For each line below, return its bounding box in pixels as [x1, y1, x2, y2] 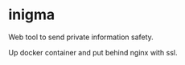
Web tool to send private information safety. [8, 32, 154, 42]
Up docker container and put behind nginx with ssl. [8, 47, 178, 57]
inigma [8, 6, 55, 24]
